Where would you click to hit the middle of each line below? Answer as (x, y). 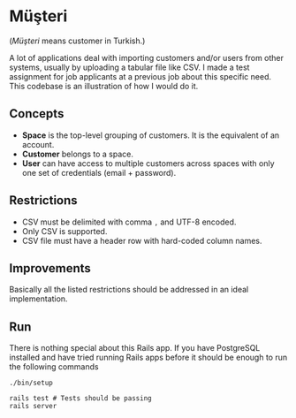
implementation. (38, 299)
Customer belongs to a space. (78, 154)
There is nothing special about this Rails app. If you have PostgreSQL (135, 348)
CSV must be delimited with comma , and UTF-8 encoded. (129, 222)
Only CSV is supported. (65, 231)
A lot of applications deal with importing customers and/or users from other (147, 57)
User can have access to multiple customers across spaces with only (148, 163)
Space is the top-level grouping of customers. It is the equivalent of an (151, 135)
